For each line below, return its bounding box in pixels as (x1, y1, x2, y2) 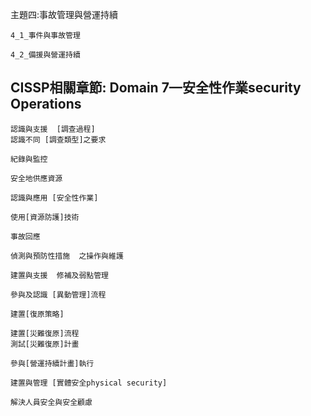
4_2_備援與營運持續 (10, 50, 81, 60)
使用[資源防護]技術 (10, 212, 80, 222)
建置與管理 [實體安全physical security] (10, 378, 168, 388)
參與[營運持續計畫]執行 (10, 358, 95, 368)
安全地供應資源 (10, 173, 63, 183)
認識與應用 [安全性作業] (10, 193, 99, 203)
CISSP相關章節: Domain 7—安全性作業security (10, 79, 302, 97)
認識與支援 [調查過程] (10, 124, 96, 134)
